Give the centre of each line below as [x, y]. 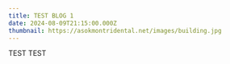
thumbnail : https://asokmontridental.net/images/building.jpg [115, 30]
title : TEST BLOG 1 [41, 16]
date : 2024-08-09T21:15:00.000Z [63, 23]
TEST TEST [27, 54]
